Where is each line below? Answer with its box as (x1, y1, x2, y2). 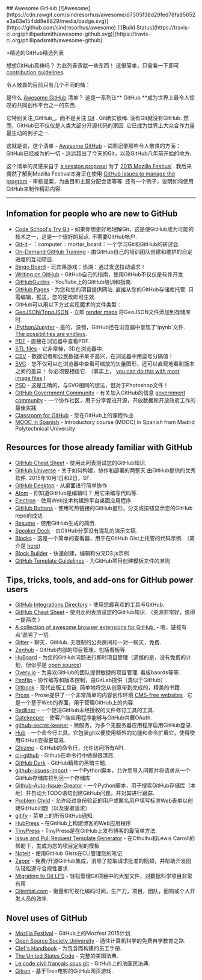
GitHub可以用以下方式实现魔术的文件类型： (14, 300, 122, 308)
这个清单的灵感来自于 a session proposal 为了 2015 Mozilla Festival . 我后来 (6, 163, 192, 169)
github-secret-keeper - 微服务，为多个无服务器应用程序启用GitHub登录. (14, 722, 193, 729)
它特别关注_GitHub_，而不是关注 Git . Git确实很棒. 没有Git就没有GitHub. (6, 115, 182, 121)
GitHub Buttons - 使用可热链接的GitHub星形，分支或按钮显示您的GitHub (14, 504, 193, 511)
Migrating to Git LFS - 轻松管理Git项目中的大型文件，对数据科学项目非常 (14, 873, 193, 880)
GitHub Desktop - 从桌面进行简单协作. (14, 481, 109, 489)
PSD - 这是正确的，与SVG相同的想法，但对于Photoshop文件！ (14, 381, 169, 388)
